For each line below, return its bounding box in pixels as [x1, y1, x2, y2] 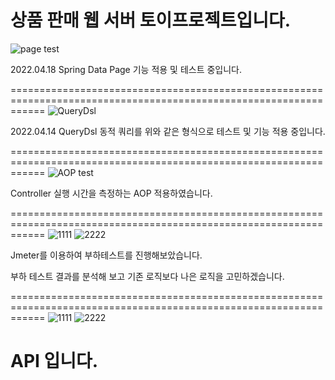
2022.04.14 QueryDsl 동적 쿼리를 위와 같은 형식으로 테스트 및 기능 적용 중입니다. [10, 125, 326, 137]
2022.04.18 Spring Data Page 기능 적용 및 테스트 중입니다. [10, 63, 243, 75]
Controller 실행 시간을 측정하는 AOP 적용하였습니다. [10, 187, 213, 199]
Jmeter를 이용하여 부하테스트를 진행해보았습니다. [10, 249, 203, 261]
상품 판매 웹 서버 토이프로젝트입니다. [10, 9, 292, 32]
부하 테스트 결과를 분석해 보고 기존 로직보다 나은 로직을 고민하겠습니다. [10, 270, 285, 282]
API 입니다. [10, 350, 99, 373]
